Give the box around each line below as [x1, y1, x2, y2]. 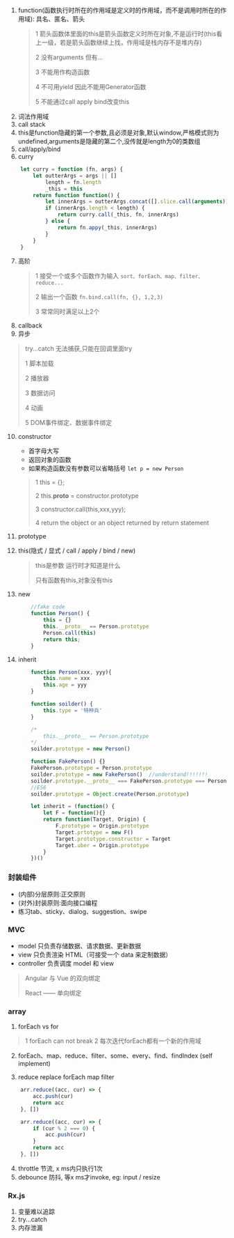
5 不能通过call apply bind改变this [35, 98, 130, 106]
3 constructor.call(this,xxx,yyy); [35, 505, 126, 513]
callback [17, 321, 42, 330]
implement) [17, 1060, 51, 1068]
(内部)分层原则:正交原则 [17, 890, 86, 898]
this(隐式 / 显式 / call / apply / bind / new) [17, 546, 136, 555]
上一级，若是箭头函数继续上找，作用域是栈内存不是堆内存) [35, 38, 202, 47]
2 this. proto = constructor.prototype [35, 492, 139, 500]
